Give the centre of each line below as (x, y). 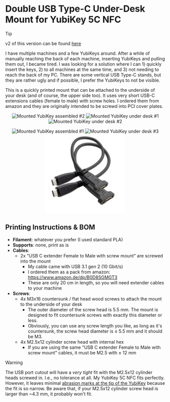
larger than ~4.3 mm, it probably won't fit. (49, 394)
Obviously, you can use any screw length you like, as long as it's (95, 325)
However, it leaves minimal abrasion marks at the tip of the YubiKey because (85, 383)
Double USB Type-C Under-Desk (75, 9)
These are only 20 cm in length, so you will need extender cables (96, 282)
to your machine (45, 288)
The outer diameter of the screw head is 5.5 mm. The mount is (93, 309)
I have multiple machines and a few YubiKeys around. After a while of (78, 53)
